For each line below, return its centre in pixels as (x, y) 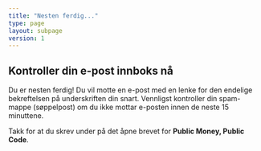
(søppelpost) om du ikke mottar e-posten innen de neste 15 (131, 107)
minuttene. (26, 116)
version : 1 (27, 38)
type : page (27, 23)
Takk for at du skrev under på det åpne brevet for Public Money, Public (126, 131)
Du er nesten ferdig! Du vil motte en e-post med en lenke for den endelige (130, 90)
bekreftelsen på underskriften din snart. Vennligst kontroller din (113, 99)
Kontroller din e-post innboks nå (91, 70)
